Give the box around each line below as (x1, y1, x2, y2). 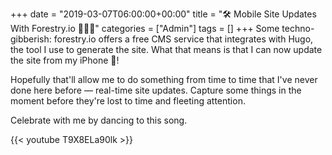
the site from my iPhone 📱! (10, 54, 120, 66)
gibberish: (10, 33, 52, 45)
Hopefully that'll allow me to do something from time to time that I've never (10, 74, 318, 85)
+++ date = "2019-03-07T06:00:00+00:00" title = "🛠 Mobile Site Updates (10, 8, 317, 20)
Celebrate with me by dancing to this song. (10, 114, 188, 126)
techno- (281, 23, 315, 34)
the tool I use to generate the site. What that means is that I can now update (10, 44, 323, 55)
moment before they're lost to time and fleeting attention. (10, 95, 246, 107)
